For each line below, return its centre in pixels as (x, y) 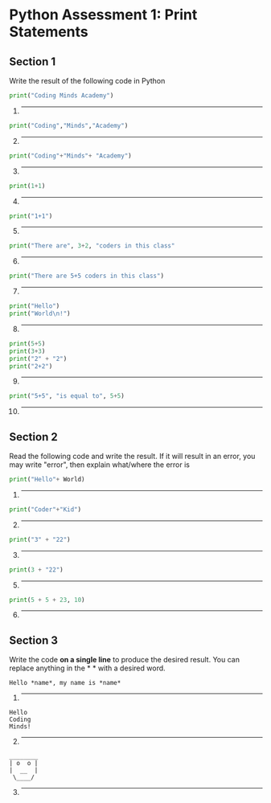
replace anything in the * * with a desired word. (87, 668)
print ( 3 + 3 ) (27, 351)
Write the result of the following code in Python (87, 81)
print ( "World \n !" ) (40, 313)
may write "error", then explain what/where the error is (99, 465)
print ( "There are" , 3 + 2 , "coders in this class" (92, 246)
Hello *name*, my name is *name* (65, 683)
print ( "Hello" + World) (47, 480)
